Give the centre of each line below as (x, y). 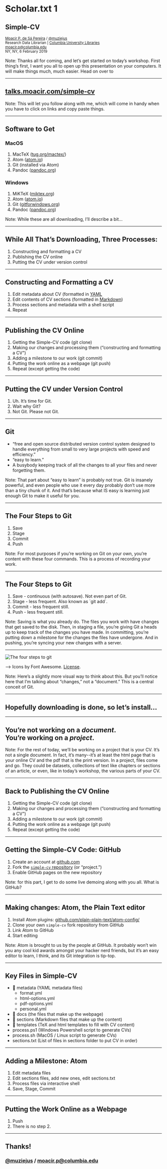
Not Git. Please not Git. (36, 412)
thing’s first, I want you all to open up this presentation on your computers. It (83, 66)
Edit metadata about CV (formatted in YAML (57, 294)
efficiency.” (24, 454)
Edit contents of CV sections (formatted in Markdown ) (68, 299)
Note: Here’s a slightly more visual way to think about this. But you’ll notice (82, 676)
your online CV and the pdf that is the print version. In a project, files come (82, 760)
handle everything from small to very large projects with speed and (81, 449)
